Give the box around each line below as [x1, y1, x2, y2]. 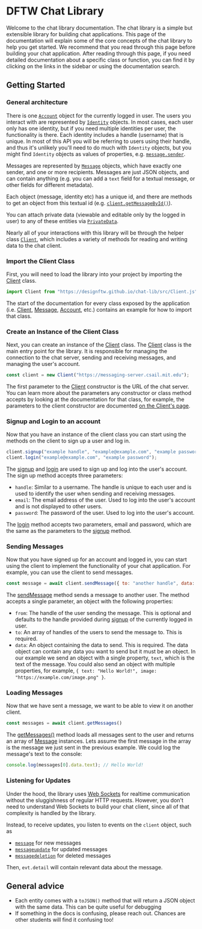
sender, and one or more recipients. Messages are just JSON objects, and [6, 168, 189, 175]
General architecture [6, 98, 68, 107]
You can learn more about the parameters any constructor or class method [6, 389, 191, 396]
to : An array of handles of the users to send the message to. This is [14, 629, 182, 636]
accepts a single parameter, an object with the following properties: [6, 598, 173, 605]
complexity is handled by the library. [6, 809, 96, 816]
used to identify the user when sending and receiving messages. [14, 490, 176, 497]
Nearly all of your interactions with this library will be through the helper [6, 229, 184, 236]
